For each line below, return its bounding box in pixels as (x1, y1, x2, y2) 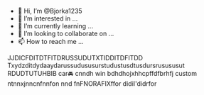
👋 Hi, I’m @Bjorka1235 (17, 7, 83, 15)
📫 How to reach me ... (17, 38, 84, 45)
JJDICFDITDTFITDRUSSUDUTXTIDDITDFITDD (7, 54, 144, 62)
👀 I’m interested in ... (17, 14, 78, 23)
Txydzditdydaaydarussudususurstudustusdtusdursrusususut (7, 61, 185, 69)
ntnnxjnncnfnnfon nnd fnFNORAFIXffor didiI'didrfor (7, 79, 157, 88)
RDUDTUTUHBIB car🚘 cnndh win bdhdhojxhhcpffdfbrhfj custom (7, 69, 198, 77)
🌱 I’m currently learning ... (17, 22, 94, 30)
